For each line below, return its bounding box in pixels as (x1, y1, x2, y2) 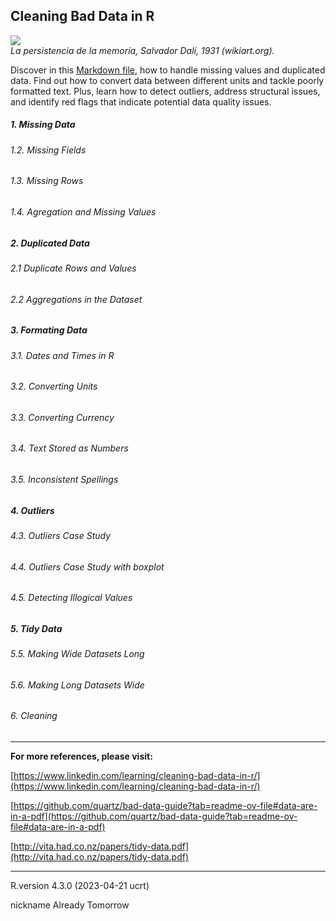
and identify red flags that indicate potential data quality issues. (10, 95, 272, 108)
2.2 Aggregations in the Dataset (10, 293, 143, 305)
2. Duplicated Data (10, 237, 90, 249)
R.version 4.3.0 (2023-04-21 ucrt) (10, 880, 150, 892)
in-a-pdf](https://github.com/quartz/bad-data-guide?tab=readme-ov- (10, 810, 298, 823)
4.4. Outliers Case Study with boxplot (10, 560, 165, 573)
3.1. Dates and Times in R (10, 349, 115, 361)
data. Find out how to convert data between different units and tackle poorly (10, 74, 325, 86)
